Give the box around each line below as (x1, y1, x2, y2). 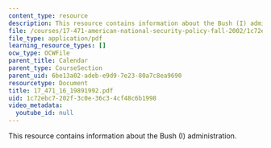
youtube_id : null (15, 109, 74, 117)
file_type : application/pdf (8, 34, 103, 43)
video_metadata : (8, 101, 63, 109)
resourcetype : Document (8, 79, 89, 87)
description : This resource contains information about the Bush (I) (8, 19, 248, 27)
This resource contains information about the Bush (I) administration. (8, 131, 237, 141)
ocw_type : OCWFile (8, 49, 70, 57)
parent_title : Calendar (8, 57, 89, 65)
